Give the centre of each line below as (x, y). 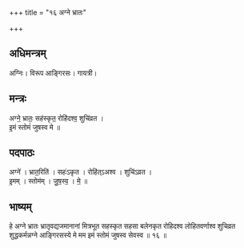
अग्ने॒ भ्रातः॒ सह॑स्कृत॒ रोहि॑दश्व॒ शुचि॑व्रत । (56, 118)
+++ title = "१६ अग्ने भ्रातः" (48, 12)
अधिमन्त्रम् (28, 53)
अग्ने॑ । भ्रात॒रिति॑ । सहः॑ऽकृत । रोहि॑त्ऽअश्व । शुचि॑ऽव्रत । (81, 172)
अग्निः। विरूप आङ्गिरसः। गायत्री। (53, 73)
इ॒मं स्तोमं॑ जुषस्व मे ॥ (35, 127)
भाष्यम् (20, 207)
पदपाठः (22, 153)
